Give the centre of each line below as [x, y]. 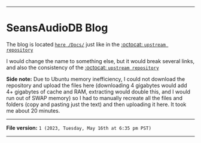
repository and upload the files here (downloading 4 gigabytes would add [97, 85]
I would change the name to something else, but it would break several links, [100, 61]
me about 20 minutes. [33, 110]
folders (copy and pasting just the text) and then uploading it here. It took [96, 104]
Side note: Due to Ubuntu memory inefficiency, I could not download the [96, 79]
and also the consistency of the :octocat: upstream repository [83, 67]
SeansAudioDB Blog [57, 28]
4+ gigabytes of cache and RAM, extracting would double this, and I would [98, 91]
